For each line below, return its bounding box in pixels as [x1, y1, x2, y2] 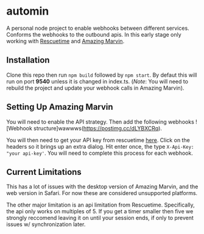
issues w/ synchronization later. [6, 221, 86, 228]
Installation [6, 55, 50, 65]
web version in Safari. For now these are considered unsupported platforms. [6, 190, 198, 197]
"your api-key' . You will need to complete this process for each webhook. [6, 149, 193, 157]
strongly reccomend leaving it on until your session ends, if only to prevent [6, 214, 194, 222]
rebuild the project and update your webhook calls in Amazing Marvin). [6, 84, 185, 91]
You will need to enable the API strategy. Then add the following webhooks [6, 118, 195, 126]
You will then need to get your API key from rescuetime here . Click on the [6, 136, 190, 144]
